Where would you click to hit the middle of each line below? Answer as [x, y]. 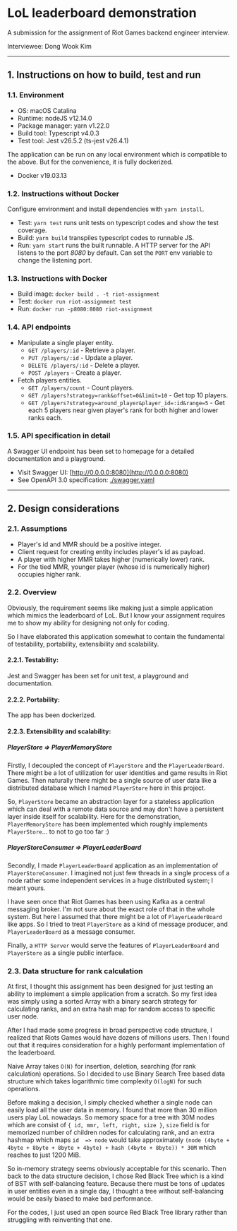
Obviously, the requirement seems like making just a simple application [110, 608]
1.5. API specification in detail [59, 436]
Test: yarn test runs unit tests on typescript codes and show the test [118, 222]
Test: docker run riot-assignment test [74, 301]
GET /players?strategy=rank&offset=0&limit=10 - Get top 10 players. [128, 395]
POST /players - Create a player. [75, 373]
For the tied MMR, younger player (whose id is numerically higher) [114, 567]
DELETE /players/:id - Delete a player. [84, 365]
